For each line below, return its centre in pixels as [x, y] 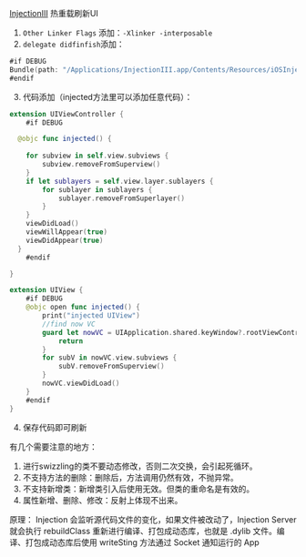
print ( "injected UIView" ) [92, 316]
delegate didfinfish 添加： [73, 44]
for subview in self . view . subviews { [97, 156]
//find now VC [69, 324]
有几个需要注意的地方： [53, 446]
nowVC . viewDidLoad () [81, 383]
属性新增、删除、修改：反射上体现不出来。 [102, 500]
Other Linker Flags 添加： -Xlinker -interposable [117, 33]
